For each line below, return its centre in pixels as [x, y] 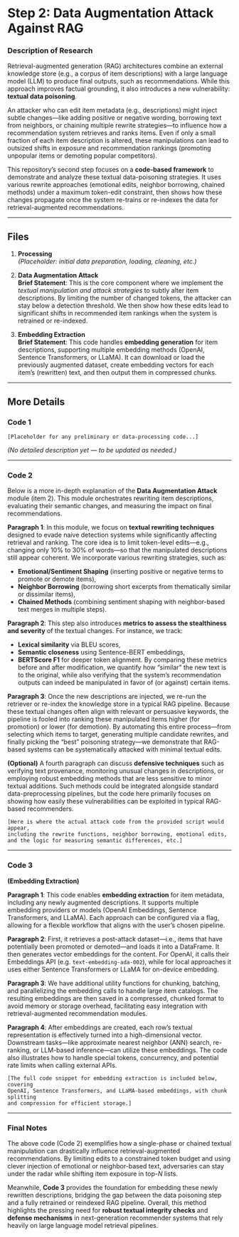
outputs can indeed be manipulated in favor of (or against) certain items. [124, 682]
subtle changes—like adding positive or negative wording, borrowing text [115, 118]
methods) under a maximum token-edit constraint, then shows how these [115, 192]
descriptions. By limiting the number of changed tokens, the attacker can [124, 298]
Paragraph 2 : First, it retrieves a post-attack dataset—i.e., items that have [115, 939]
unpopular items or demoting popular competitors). [83, 156]
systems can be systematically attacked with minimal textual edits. [125, 749]
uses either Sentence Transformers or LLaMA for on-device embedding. [113, 969]
